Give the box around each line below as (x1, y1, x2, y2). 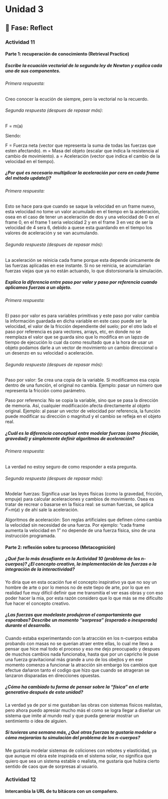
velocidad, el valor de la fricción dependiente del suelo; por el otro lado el (5, 324, 157, 330)
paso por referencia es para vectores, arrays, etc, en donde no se (5, 329, 141, 335)
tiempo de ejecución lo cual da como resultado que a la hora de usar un (5, 340, 154, 346)
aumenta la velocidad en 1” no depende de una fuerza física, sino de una (5, 528, 155, 534)
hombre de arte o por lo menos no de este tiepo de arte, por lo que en (5, 584, 150, 590)
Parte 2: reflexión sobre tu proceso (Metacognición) (5, 544, 116, 550)
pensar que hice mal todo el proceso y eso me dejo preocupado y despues (5, 646, 160, 652)
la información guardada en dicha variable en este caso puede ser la (5, 318, 147, 324)
